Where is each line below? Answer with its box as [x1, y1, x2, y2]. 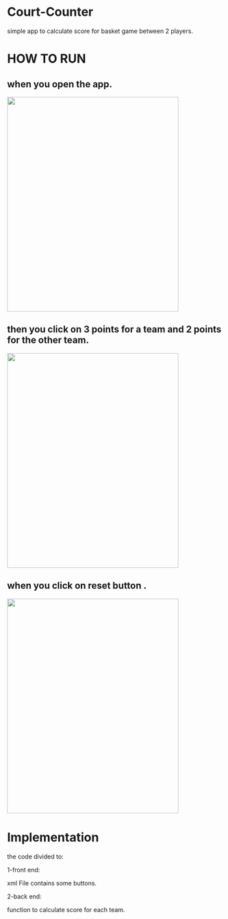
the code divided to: [7, 852, 64, 861]
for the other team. [7, 334, 89, 346]
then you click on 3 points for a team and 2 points [7, 324, 222, 335]
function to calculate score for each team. [7, 905, 125, 914]
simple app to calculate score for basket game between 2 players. [7, 27, 194, 35]
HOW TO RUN [7, 51, 86, 67]
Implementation [7, 829, 99, 845]
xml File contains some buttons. [7, 878, 97, 887]
